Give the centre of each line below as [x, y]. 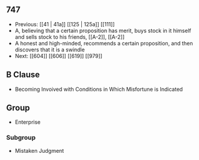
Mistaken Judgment [39, 150]
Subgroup [21, 138]
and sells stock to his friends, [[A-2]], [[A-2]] [70, 37]
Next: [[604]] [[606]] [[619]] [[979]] [59, 56]
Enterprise [27, 122]
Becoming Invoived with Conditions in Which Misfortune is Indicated [99, 89]
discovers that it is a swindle [50, 50]
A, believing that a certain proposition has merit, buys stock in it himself [103, 30]
